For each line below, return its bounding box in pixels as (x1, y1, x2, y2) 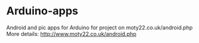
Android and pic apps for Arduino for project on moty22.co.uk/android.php (6, 24, 193, 31)
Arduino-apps (6, 4, 79, 18)
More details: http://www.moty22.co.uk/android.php (6, 30, 137, 37)
